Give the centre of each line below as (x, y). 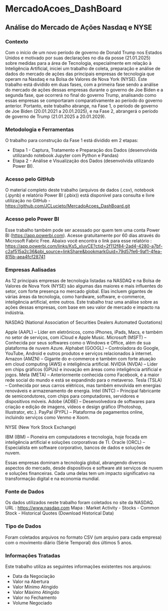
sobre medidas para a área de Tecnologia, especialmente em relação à (78, 63)
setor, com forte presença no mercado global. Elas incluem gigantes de (79, 291)
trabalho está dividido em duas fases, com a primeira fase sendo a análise (82, 84)
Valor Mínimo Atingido (35, 587)
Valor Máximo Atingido (36, 592)
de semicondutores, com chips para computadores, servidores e (72, 396)
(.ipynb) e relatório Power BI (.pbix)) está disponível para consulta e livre (80, 195)
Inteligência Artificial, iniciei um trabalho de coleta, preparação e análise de (83, 68)
